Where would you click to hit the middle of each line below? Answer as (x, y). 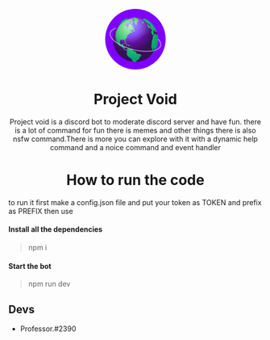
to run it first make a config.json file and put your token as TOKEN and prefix (135, 202)
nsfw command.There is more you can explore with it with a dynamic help (135, 139)
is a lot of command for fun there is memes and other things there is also (135, 130)
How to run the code (135, 180)
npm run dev (49, 284)
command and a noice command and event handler (135, 147)
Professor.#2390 (48, 329)
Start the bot (30, 266)
